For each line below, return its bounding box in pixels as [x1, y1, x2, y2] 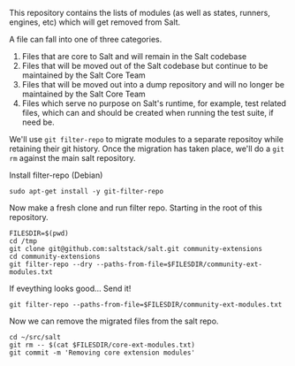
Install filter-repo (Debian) [9, 170, 103, 180]
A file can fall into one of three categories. [9, 34, 163, 44]
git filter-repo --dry [9, 260, 93, 269]
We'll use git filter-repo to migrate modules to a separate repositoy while [9, 134, 284, 144]
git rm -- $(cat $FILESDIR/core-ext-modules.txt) [9, 340, 196, 349]
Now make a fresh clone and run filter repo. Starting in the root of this [9, 202, 262, 213]
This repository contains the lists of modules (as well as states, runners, [9, 8, 271, 18]
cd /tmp [9, 237, 38, 246]
